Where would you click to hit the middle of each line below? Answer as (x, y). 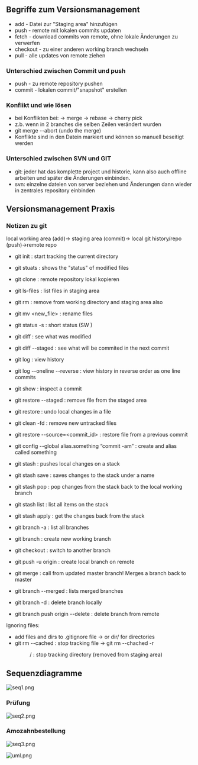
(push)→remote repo (32, 245)
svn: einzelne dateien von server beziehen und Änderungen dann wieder (103, 184)
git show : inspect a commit (48, 389)
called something (36, 453)
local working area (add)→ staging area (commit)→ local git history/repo (94, 238)
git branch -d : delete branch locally (58, 602)
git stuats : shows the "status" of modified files (72, 268)
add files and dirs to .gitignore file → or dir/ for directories (85, 637)
